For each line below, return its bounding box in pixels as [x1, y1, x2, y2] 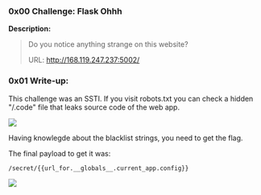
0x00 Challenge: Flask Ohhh [8, 6, 122, 17]
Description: [8, 24, 51, 34]
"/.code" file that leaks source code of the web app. [8, 102, 180, 112]
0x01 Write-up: [8, 75, 69, 86]
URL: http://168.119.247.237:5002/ [27, 55, 140, 65]
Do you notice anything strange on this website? [27, 39, 188, 49]
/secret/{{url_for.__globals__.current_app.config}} [8, 164, 189, 172]
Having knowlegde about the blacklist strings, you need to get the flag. [8, 133, 243, 143]
